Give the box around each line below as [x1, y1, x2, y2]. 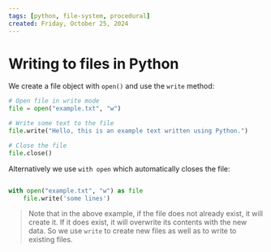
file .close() [8, 149, 53, 157]
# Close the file [8, 141, 67, 150]
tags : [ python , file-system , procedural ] [8, 11, 151, 20]
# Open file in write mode [8, 97, 100, 106]
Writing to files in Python [8, 54, 179, 73]
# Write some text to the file [8, 119, 114, 128]
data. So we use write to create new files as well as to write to [28, 226, 237, 236]
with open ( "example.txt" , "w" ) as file [8, 186, 144, 195]
